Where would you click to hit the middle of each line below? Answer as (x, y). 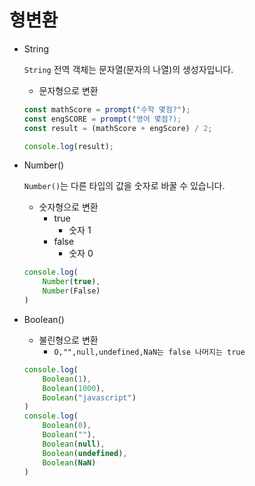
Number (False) (71, 291)
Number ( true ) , (71, 282)
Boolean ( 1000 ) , (74, 388)
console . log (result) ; (69, 146)
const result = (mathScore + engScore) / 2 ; (118, 128)
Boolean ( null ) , (74, 444)
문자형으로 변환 (68, 90)
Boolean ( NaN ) (69, 462)
